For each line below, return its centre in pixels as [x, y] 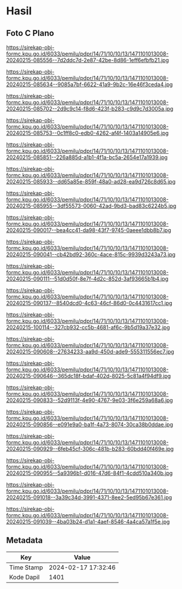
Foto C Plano [30, 33]
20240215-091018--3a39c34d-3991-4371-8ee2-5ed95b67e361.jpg [89, 497]
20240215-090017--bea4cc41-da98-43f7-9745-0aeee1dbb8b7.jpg [89, 230]
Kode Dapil [24, 577]
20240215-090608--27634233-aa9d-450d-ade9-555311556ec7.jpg [90, 352]
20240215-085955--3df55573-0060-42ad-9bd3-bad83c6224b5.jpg [91, 206]
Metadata [24, 540]
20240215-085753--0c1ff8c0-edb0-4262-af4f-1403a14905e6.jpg [87, 133]
